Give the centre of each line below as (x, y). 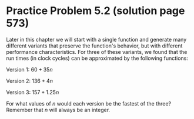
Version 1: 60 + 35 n (29, 69)
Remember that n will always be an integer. (58, 110)
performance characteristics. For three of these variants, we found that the (97, 52)
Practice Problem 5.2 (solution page (96, 11)
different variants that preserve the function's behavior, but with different (94, 46)
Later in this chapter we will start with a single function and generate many (96, 39)
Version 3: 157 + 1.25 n (33, 92)
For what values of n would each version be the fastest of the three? (89, 103)
